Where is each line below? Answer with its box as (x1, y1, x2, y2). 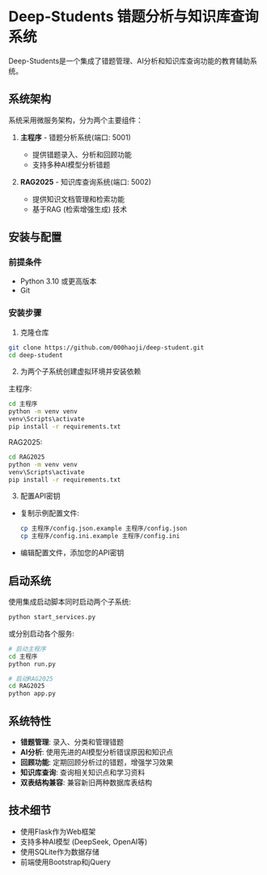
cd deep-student (8, 351, 63, 359)
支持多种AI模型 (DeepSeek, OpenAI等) (19, 836, 148, 847)
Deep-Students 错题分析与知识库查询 (8, 7, 259, 26)
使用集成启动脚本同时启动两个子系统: (8, 597, 132, 607)
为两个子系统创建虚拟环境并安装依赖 (19, 366, 142, 377)
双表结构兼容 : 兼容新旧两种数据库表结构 (19, 777, 152, 787)
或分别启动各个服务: (8, 629, 75, 638)
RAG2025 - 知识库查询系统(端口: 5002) (19, 177, 152, 186)
